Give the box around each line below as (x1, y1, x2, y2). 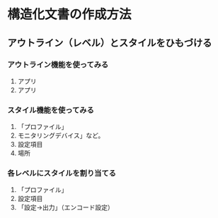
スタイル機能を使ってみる (7, 105, 94, 115)
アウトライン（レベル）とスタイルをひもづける (7, 37, 212, 49)
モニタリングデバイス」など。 (17, 131, 105, 140)
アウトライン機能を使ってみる (7, 59, 109, 69)
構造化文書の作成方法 (7, 6, 132, 23)
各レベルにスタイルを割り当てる (7, 169, 117, 178)
